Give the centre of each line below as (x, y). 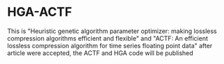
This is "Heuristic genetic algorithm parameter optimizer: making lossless (112, 31)
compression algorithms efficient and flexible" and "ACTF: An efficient (108, 38)
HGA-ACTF (40, 12)
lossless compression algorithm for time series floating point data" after (110, 45)
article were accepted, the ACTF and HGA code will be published (100, 53)
